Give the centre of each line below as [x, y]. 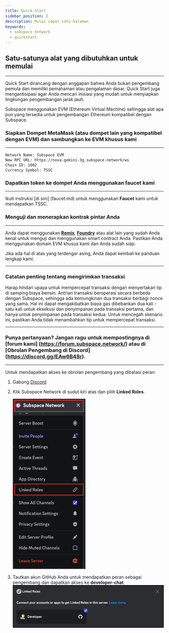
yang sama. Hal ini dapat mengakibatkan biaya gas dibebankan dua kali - [81, 304]
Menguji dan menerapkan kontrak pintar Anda [63, 217]
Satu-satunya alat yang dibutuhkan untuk [72, 58]
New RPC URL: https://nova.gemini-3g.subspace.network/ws [67, 160]
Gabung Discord [29, 382]
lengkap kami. [20, 259]
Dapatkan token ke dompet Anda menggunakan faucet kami [80, 183]
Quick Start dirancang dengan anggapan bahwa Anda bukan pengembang [82, 83]
